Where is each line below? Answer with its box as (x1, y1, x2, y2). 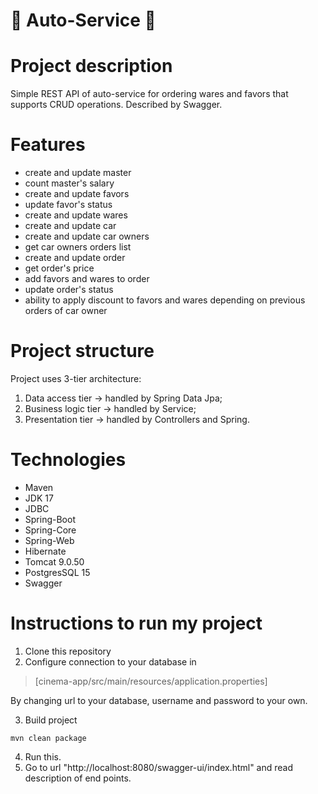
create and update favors (24, 188, 130, 200)
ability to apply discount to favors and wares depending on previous (24, 294, 306, 306)
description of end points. (24, 772, 132, 784)
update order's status (24, 284, 114, 296)
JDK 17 (24, 492, 54, 504)
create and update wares (24, 209, 128, 221)
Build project (24, 714, 78, 726)
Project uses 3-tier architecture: (10, 373, 142, 384)
